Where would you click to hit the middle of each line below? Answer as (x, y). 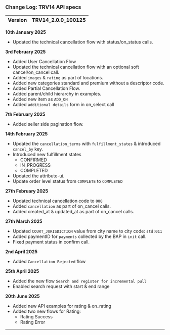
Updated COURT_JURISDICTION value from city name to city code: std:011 (87, 231)
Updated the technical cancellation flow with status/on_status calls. (83, 42)
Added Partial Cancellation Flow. (46, 88)
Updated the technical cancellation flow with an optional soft (76, 67)
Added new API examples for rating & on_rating (62, 306)
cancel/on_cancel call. (36, 72)
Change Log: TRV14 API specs (43, 7)
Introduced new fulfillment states (47, 155)
